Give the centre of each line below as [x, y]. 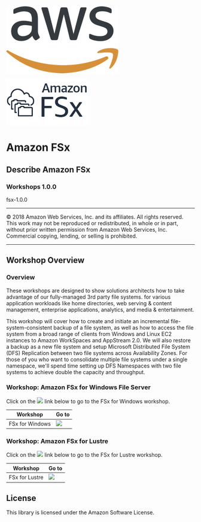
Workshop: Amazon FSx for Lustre [57, 441]
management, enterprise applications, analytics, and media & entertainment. [100, 309]
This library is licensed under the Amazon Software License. [80, 512]
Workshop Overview [45, 260]
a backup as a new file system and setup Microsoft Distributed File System [98, 347]
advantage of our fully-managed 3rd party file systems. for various [89, 297]
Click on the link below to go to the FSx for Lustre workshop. [84, 455]
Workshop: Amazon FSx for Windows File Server [78, 387]
